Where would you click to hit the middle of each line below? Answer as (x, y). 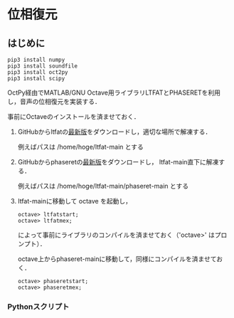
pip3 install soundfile (43, 66)
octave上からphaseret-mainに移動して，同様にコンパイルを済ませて (117, 259)
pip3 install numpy (36, 60)
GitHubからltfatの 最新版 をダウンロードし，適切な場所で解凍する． (115, 132)
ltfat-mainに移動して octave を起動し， (74, 201)
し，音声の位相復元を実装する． (54, 101)
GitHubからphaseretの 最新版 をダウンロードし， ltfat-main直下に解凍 (118, 162)
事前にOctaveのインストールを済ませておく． (74, 117)
